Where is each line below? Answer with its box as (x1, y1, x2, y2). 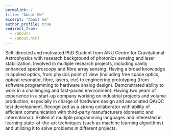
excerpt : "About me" (5, 17, 50, 22)
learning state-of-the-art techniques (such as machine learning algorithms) (5, 120, 163, 126)
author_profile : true (5, 21, 52, 27)
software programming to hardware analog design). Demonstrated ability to (5, 82, 164, 88)
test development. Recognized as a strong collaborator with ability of (5, 104, 150, 110)
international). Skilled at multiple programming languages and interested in (5, 114, 162, 120)
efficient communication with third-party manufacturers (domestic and (5, 109, 154, 115)
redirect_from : (5, 26, 38, 31)
